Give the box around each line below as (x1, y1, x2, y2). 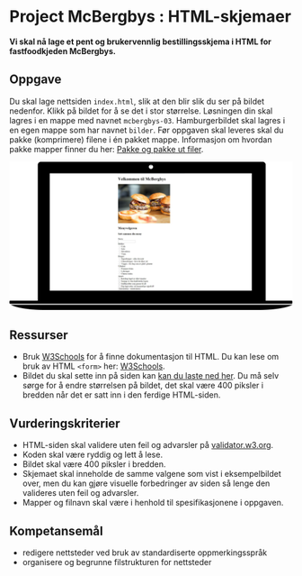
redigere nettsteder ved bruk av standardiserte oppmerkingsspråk (22, 547, 268, 558)
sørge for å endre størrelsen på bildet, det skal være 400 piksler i (22, 380, 263, 391)
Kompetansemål (9, 523, 103, 538)
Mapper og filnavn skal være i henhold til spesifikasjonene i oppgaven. (22, 498, 284, 508)
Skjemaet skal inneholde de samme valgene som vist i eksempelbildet (22, 469, 281, 480)
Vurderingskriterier (9, 416, 120, 431)
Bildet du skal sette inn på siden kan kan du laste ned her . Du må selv (22, 370, 280, 381)
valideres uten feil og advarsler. (22, 488, 139, 498)
